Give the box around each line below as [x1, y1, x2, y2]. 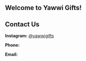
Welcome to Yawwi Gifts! [5, 4, 82, 12]
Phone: [5, 42, 20, 48]
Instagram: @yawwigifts [5, 33, 54, 39]
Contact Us [5, 20, 40, 28]
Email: [5, 51, 18, 57]
